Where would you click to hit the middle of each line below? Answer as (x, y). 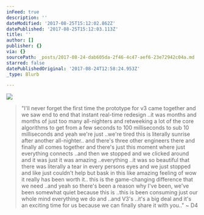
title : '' (19, 35)
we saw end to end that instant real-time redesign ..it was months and (109, 115)
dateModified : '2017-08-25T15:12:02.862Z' (61, 23)
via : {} (16, 52)
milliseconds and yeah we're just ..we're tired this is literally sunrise (106, 134)
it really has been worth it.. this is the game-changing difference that (107, 180)
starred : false (26, 63)
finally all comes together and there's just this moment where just (103, 147)
